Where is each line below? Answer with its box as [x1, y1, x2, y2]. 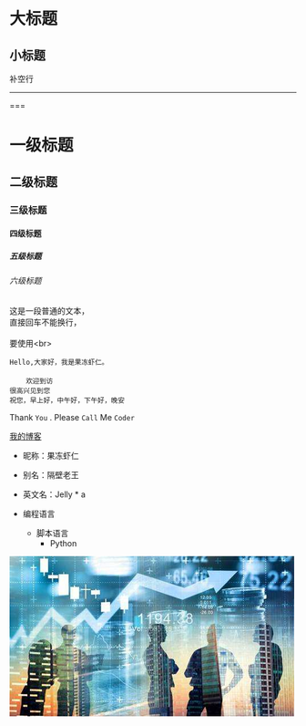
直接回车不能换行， [9, 316, 82, 327]
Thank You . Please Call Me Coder [9, 411, 135, 422]
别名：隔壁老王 [22, 469, 79, 480]
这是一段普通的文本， [9, 305, 89, 316]
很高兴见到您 [9, 386, 51, 395]
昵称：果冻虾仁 [22, 450, 79, 461]
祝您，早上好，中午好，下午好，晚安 [9, 396, 126, 405]
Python [49, 537, 77, 548]
